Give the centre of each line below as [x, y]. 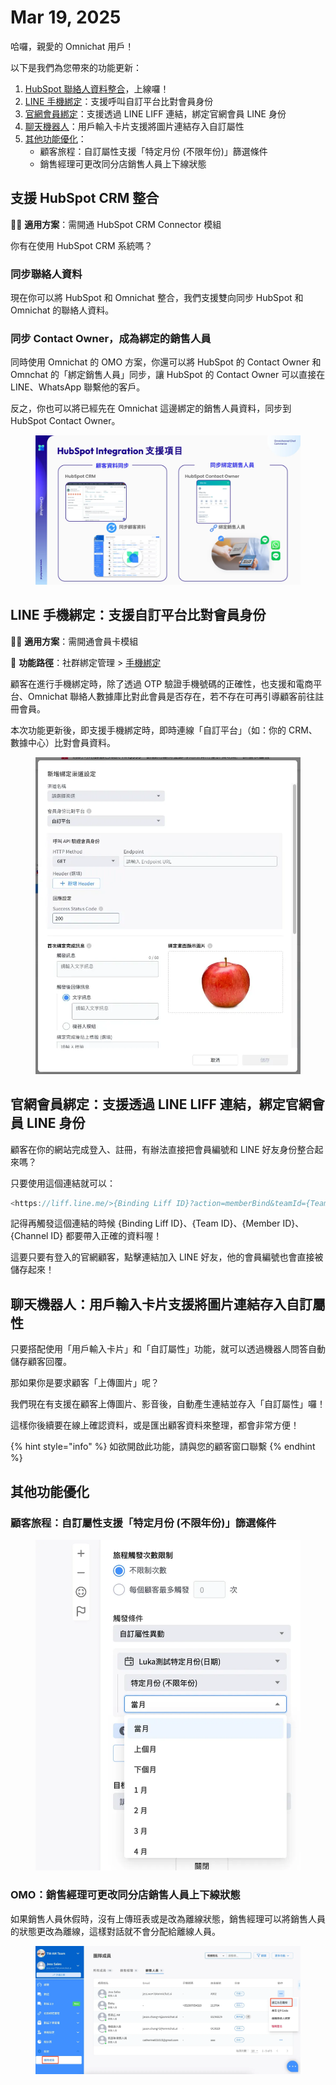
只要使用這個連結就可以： [63, 1183]
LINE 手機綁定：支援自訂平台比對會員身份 [138, 615]
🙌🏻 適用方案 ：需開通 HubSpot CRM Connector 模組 [116, 224]
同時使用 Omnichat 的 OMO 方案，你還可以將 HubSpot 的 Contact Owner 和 [166, 362]
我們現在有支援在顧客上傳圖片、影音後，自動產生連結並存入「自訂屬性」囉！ [168, 1404]
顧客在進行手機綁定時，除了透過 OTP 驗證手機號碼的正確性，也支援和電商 [162, 683]
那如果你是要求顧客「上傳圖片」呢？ [85, 1383]
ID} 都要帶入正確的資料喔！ [106, 1236]
